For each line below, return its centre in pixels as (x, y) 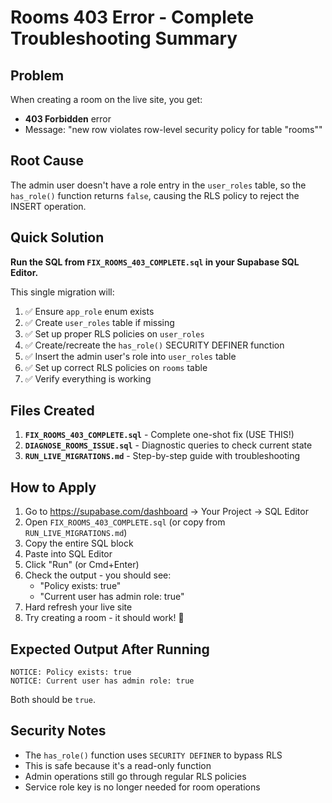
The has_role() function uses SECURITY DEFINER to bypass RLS (153, 755)
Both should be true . (53, 700)
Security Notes (58, 731)
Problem (37, 75)
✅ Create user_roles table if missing (99, 322)
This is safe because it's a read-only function (118, 765)
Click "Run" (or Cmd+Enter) (82, 565)
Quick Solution (57, 237)
